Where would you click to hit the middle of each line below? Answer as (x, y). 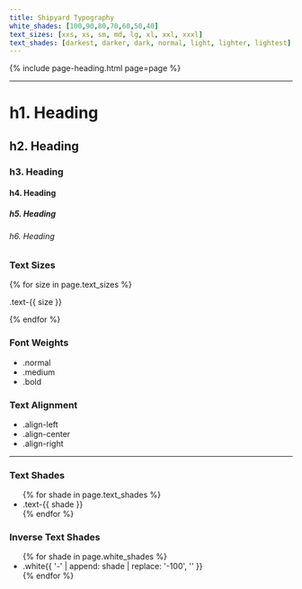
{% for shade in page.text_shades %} (92, 495)
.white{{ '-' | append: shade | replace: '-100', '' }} (113, 567)
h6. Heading (32, 236)
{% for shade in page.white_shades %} (95, 557)
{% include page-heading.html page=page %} (95, 68)
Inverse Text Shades (55, 538)
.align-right (43, 443)
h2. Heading (44, 146)
